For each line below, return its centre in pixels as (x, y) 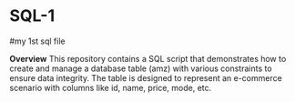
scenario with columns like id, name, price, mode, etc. (111, 87)
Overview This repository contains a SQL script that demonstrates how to (148, 58)
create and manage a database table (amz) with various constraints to (141, 68)
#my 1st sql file (37, 41)
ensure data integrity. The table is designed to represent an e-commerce (146, 77)
